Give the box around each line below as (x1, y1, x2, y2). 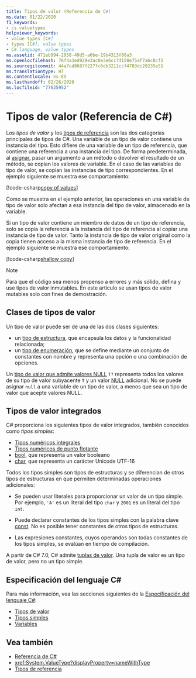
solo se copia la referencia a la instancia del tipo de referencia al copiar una (6, 225, 188, 232)
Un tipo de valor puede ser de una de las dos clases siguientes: (6, 323, 159, 330)
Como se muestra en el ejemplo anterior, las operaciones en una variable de (6, 195, 190, 202)
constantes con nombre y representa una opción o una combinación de (14, 353, 187, 360)
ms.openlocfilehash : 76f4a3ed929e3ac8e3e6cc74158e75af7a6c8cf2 (6, 57, 164, 63)
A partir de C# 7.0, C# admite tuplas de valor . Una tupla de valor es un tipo (6, 552, 185, 559)
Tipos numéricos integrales (14, 439, 81, 446)
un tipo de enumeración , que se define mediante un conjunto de (14, 346, 170, 354)
